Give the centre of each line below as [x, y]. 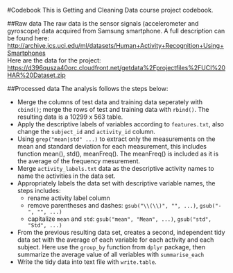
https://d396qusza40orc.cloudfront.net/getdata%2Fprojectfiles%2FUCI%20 [116, 68]
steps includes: [39, 191]
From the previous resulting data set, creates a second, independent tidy [121, 232]
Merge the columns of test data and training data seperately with [110, 102]
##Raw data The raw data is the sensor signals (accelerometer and [103, 23]
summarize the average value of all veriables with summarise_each [111, 254]
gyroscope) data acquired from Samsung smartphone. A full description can [116, 31]
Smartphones [27, 53]
